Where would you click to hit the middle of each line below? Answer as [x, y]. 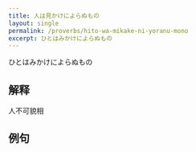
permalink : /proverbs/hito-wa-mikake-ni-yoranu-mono [98, 31]
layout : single [34, 23]
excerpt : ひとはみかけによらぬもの [60, 38]
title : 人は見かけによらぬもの [54, 16]
